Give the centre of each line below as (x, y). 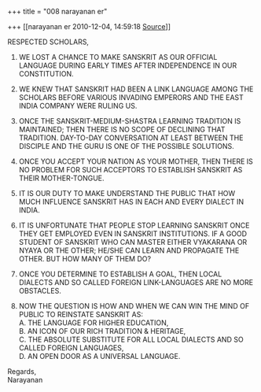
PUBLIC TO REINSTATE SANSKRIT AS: (81, 314)
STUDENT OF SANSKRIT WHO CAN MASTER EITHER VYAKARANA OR (133, 242)
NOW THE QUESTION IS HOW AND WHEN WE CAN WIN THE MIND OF (134, 306)
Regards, (22, 372)
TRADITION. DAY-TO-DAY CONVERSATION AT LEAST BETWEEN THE (131, 138)
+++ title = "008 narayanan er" (57, 11)
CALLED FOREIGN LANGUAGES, (71, 348)
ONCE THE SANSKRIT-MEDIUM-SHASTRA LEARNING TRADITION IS (130, 121)
